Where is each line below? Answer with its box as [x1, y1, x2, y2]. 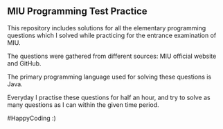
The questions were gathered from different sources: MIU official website [7, 52, 217, 60]
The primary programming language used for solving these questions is [7, 72, 212, 81]
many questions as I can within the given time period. [7, 100, 159, 109]
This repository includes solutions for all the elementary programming [7, 23, 206, 32]
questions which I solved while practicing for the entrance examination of [7, 31, 217, 39]
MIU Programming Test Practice [7, 6, 148, 17]
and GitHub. [7, 59, 42, 68]
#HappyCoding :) [7, 114, 57, 122]
